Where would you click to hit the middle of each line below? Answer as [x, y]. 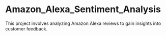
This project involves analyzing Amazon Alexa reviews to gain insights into [83, 23]
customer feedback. [26, 28]
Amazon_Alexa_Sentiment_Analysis [83, 9]
